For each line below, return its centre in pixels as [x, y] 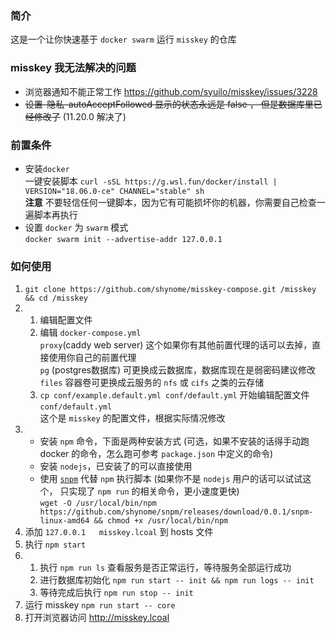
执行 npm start [55, 544]
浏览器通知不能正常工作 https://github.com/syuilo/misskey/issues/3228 [171, 91]
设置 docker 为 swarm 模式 [76, 227]
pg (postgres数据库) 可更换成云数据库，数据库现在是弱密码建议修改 [177, 370]
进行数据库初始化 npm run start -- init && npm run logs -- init [177, 580]
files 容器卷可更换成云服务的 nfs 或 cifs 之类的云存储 [152, 383]
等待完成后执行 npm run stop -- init [116, 593]
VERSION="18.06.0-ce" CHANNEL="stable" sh [114, 191]
